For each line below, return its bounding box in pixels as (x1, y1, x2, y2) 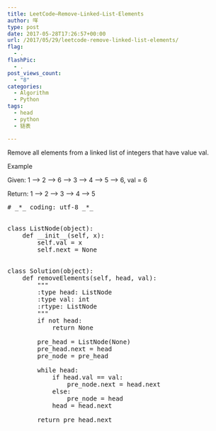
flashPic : (7, 57, 37, 64)
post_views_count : (7, 69, 62, 77)
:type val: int (37, 295, 90, 303)
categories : (7, 83, 42, 90)
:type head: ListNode (37, 288, 113, 296)
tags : (7, 103, 23, 110)
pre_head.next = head (37, 345, 113, 353)
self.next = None (37, 245, 98, 254)
